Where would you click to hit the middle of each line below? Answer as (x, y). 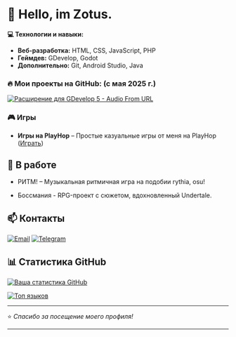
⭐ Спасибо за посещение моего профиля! (70, 316)
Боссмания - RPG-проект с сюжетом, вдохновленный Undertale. (114, 195)
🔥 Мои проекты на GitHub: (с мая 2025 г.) (82, 84)
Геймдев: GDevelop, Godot (58, 58)
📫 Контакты (36, 218)
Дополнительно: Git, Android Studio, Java (80, 65)
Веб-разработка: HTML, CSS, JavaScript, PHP (86, 50)
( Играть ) (31, 143)
